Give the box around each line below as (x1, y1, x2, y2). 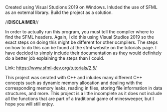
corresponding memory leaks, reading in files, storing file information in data (5, 85, 163, 91)
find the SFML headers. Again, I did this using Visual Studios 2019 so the (5, 34, 155, 40)
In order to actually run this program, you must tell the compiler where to (5, 29, 154, 34)
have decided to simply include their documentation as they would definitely (5, 50, 162, 56)
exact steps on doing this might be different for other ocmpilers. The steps (5, 39, 158, 45)
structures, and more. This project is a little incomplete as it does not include (5, 91, 163, 96)
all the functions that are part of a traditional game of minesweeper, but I (5, 96, 154, 102)
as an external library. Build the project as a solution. (5, 9, 113, 15)
